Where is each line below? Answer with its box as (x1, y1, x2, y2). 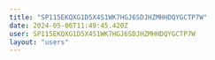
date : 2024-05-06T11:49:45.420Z (9, 21, 128, 30)
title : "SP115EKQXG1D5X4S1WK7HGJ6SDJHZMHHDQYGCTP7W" (9, 12, 208, 22)
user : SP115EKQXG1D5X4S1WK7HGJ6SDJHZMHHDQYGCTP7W (9, 29, 196, 38)
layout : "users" (9, 37, 69, 47)
